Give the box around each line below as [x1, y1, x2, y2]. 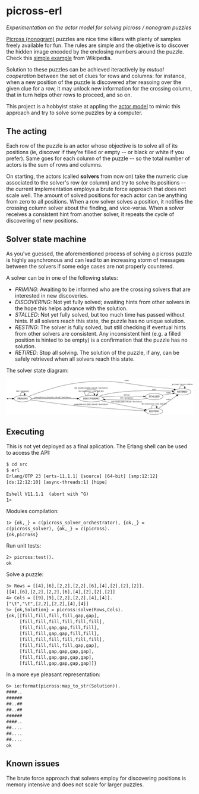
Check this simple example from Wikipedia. [6, 54, 112, 61]
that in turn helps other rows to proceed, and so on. [6, 91, 132, 98]
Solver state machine [6, 234, 87, 245]
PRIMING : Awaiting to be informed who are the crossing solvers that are [14, 286, 191, 293]
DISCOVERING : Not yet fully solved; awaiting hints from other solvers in [14, 298, 190, 305]
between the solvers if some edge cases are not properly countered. [6, 262, 174, 270]
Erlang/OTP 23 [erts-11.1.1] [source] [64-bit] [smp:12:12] [6, 473, 159, 479]
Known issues [6, 759, 60, 769]
